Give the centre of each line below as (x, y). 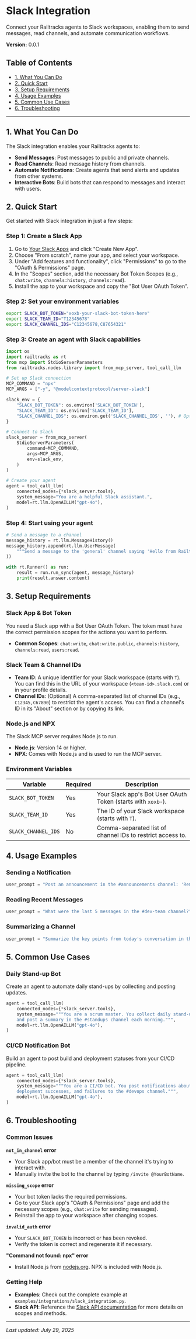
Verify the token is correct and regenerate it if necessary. (83, 1244)
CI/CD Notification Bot (38, 1045)
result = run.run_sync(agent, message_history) (75, 573)
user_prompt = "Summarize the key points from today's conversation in (95, 939)
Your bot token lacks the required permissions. (71, 1196)
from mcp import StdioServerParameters (55, 362)
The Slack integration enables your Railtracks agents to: (73, 146)
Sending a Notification (38, 872)
